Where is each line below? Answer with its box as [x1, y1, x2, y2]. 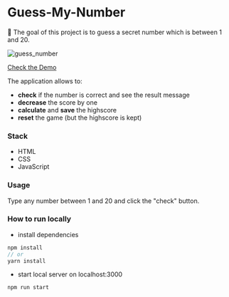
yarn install [7, 257, 46, 264]
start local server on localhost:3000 [17, 270, 123, 278]
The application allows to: [7, 76, 83, 85]
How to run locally [7, 214, 72, 224]
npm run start [7, 284, 50, 291]
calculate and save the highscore [17, 105, 117, 114]
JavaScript [17, 162, 50, 171]
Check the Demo [7, 63, 57, 71]
